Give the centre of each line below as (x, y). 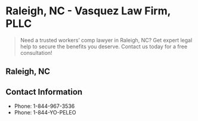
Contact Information (44, 91)
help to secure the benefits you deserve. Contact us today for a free (104, 46)
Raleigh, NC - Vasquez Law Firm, (88, 11)
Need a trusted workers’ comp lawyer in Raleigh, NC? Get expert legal (106, 40)
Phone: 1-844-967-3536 (44, 106)
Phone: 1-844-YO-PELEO (45, 113)
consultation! (36, 52)
